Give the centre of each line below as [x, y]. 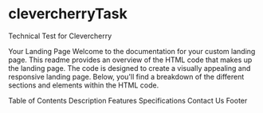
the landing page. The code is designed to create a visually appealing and [130, 68]
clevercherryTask [68, 14]
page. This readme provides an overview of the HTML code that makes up [130, 60]
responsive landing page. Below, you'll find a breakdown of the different [126, 76]
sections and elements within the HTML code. [84, 85]
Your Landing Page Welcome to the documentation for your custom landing [132, 51]
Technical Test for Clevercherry [60, 36]
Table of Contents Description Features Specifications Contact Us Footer [128, 100]
